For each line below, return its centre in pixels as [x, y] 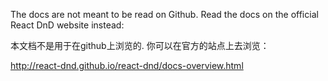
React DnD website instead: [67, 25]
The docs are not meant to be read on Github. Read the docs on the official [164, 14]
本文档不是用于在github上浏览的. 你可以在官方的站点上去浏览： [140, 45]
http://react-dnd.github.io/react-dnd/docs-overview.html [127, 65]
